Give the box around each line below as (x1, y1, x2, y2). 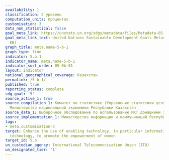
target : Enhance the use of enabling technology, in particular (5, 128, 143, 133)
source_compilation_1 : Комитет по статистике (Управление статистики (5, 101, 154, 106)
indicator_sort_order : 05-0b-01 (5, 63, 73, 68)
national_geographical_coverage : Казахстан (5, 73, 98, 78)
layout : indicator (5, 68, 44, 73)
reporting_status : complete (5, 86, 64, 92)
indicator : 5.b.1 (5, 54, 42, 59)
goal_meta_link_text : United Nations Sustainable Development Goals (5, 36, 152, 41)
